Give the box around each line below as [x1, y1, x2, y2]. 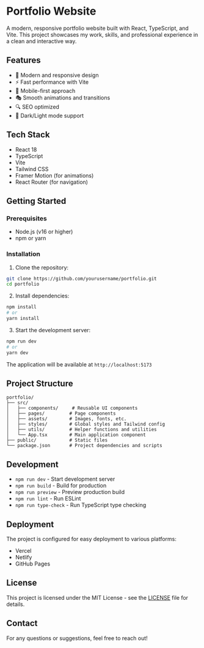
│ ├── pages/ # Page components [6, 410, 116, 417]
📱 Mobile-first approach [15, 87, 76, 94]
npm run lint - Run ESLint [15, 495, 81, 502]
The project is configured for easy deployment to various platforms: [6, 535, 177, 542]
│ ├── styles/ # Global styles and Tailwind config [6, 421, 166, 428]
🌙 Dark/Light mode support [15, 112, 84, 119]
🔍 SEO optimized [15, 103, 60, 111]
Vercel [15, 547, 32, 554]
